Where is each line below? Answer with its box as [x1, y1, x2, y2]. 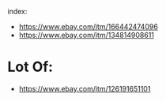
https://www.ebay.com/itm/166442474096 [18, 22, 159, 31]
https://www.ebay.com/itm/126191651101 [18, 84, 151, 93]
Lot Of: [7, 58, 53, 76]
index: [7, 7, 28, 16]
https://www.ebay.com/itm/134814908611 [18, 31, 155, 39]
